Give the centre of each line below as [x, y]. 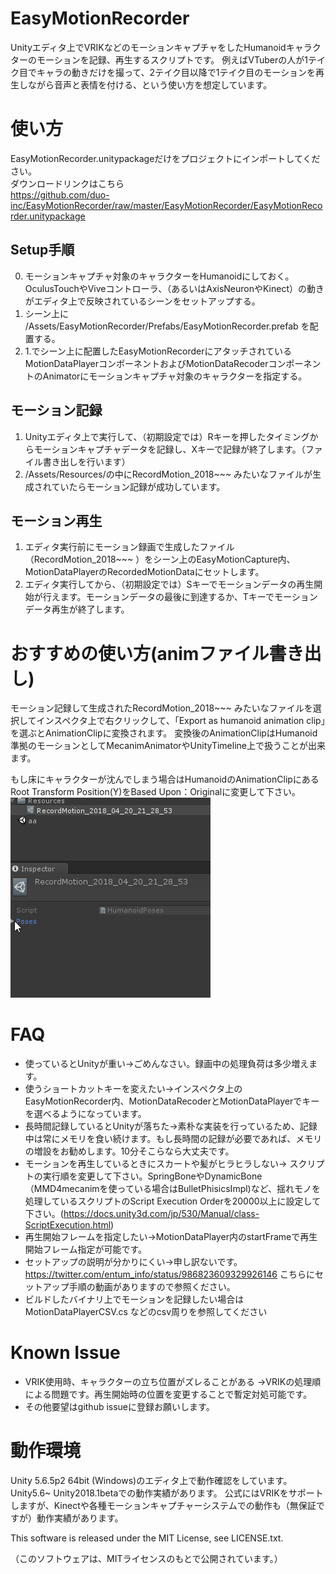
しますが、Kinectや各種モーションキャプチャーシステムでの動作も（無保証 [163, 1506]
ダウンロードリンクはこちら [67, 183]
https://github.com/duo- [60, 194]
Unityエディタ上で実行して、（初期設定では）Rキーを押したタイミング [167, 436]
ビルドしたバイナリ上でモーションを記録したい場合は [134, 1299]
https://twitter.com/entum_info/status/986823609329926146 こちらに [169, 1274]
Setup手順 [42, 250]
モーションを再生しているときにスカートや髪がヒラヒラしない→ [156, 1164]
